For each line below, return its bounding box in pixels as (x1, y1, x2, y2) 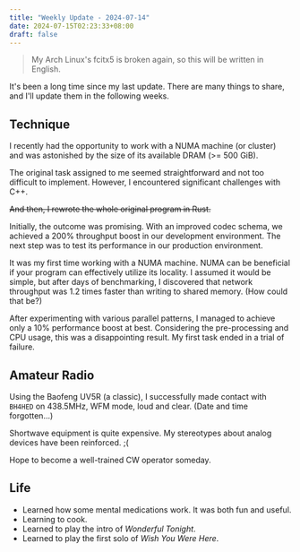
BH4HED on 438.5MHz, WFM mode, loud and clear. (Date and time (9, 401, 249, 411)
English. (30, 64, 61, 74)
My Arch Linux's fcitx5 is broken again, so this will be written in (30, 55, 264, 65)
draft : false (9, 30, 58, 39)
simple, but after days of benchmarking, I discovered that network (9, 277, 253, 288)
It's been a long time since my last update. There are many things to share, (9, 82, 285, 92)
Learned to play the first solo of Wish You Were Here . (21, 532, 219, 543)
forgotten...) (9, 410, 54, 421)
